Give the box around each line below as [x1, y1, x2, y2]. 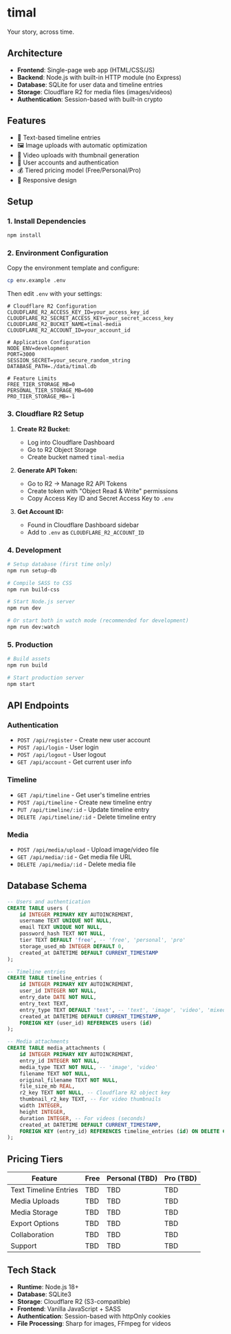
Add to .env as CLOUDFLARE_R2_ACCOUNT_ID [27, 528, 144, 536]
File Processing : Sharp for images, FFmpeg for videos [16, 1319, 171, 1327]
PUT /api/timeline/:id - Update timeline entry [16, 805, 150, 813]
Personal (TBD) [106, 1174, 158, 1183]
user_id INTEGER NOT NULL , [19, 987, 97, 995]
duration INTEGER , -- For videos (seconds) [19, 1115, 146, 1122]
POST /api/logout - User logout [16, 751, 107, 759]
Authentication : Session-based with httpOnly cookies [16, 1312, 170, 1320]
